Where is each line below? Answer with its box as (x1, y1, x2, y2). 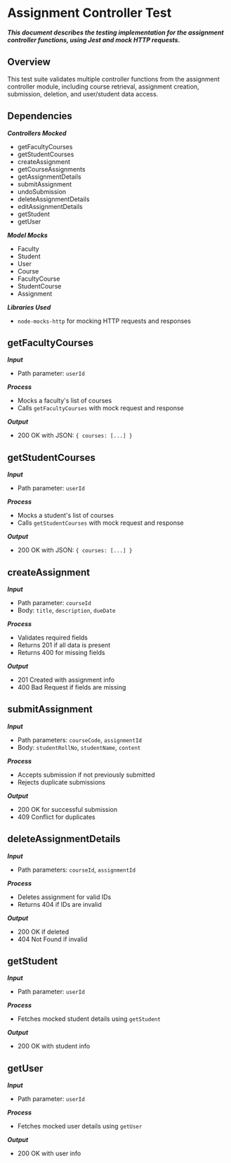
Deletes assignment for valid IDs (17, 892, 112, 901)
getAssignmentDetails (17, 172, 82, 181)
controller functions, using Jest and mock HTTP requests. (7, 35, 180, 44)
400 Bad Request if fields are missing (17, 683, 126, 691)
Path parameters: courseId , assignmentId (17, 865, 136, 874)
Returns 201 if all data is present (17, 641, 111, 649)
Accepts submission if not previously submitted (17, 770, 156, 779)
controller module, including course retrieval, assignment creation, (7, 82, 199, 91)
